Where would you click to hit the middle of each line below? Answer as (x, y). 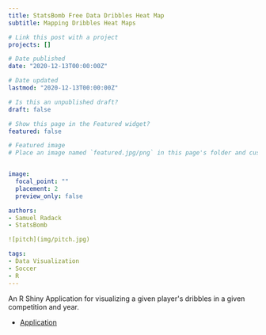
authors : (23, 211)
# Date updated (33, 81)
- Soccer (23, 268)
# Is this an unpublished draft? (63, 102)
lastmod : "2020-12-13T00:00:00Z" (63, 88)
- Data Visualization (44, 261)
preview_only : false (49, 196)
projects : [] (30, 44)
